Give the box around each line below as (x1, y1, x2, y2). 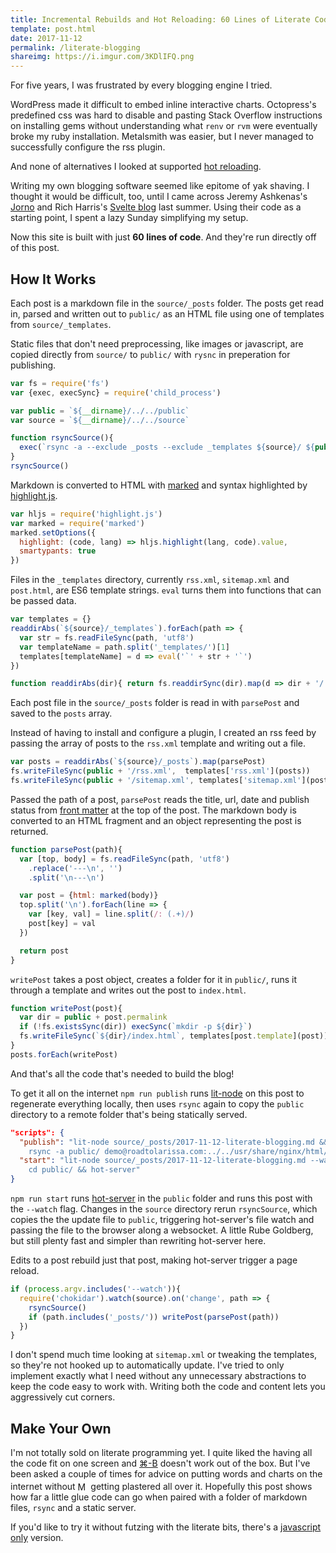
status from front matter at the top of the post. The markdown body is (10, 804, 297, 816)
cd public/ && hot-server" (28, 1165, 141, 1175)
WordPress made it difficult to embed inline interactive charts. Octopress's (10, 99, 317, 111)
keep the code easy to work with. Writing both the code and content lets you (10, 1381, 326, 1393)
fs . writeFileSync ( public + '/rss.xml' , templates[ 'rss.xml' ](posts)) (10, 766, 311, 776)
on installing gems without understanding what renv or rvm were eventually (10, 120, 318, 132)
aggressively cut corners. (10, 1391, 116, 1403)
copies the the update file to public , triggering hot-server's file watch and (10, 1214, 315, 1226)
